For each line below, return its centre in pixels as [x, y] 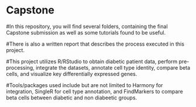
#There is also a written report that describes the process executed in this [95, 44]
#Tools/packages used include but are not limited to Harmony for [85, 85]
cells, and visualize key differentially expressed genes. [72, 74]
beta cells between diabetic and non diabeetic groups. [72, 98]
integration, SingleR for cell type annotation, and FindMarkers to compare [94, 91]
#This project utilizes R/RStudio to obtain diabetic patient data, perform [92, 61]
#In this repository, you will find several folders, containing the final [87, 26]
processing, [20, 67]
